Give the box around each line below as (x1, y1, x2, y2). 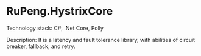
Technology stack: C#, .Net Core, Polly (6, 24, 104, 32)
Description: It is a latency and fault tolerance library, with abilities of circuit (6, 36, 196, 43)
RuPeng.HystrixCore (6, 4, 113, 18)
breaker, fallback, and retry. (6, 43, 76, 50)
